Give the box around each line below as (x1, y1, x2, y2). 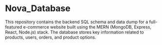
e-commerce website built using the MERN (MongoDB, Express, (23, 24, 152, 30)
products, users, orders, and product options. (5, 34, 96, 40)
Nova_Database (5, 3, 71, 14)
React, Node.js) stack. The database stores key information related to (5, 29, 144, 35)
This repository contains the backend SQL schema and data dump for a (5, 19, 148, 25)
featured (5, 24, 22, 30)
